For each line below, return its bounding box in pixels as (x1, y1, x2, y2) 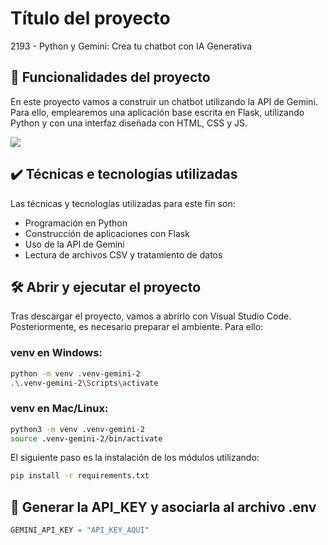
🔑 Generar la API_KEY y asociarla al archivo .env (10, 498, 317, 516)
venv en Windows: (10, 346, 103, 360)
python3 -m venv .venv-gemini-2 (10, 424, 145, 434)
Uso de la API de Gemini (24, 238, 125, 250)
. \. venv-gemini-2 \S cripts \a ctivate (10, 378, 159, 388)
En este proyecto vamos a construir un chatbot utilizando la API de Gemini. (10, 95, 318, 107)
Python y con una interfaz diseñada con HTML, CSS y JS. (10, 117, 248, 129)
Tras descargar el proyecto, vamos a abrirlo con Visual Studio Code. (10, 310, 292, 322)
